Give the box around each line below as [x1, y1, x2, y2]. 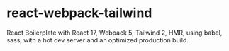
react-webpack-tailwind [6, 5, 152, 21]
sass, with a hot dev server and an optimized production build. [6, 35, 189, 44]
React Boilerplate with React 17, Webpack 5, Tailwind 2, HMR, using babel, [6, 28, 223, 37]
